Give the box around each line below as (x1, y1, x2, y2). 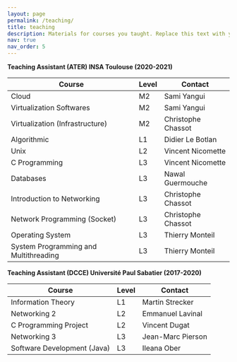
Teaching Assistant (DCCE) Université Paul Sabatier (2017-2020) (7, 269, 202, 276)
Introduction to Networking (11, 194, 100, 204)
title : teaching (7, 23, 55, 30)
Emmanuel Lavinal (142, 309, 203, 318)
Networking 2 (11, 309, 56, 318)
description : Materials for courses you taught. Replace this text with (7, 30, 226, 37)
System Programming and (11, 242, 97, 251)
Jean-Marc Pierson (142, 332, 208, 341)
